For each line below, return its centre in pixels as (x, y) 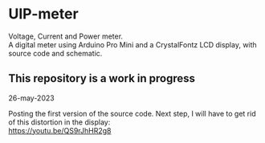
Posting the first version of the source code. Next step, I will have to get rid (132, 113)
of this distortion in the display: (59, 122)
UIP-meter (43, 14)
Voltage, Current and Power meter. (65, 36)
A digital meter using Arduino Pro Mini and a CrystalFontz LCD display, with (132, 44)
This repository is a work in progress (102, 78)
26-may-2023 (31, 98)
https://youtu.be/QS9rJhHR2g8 (60, 130)
